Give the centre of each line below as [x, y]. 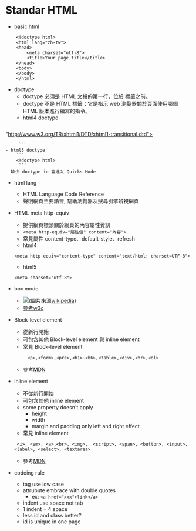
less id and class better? [52, 515]
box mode [26, 288]
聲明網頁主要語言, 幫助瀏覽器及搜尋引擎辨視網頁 [81, 201]
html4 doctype [40, 118]
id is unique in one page [52, 522]
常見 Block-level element [53, 346]
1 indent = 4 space [45, 509]
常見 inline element [45, 433]
